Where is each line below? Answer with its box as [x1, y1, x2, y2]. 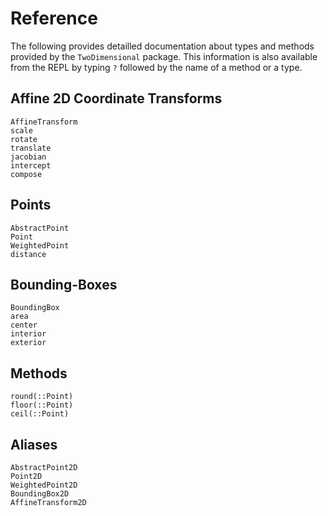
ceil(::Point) [10, 409, 70, 419]
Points [10, 197, 52, 214]
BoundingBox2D [10, 489, 70, 499]
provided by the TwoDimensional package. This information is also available [10, 50, 318, 62]
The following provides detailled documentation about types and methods [10, 40, 315, 52]
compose [10, 169, 43, 179]
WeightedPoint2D [10, 480, 78, 490]
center [10, 320, 38, 331]
